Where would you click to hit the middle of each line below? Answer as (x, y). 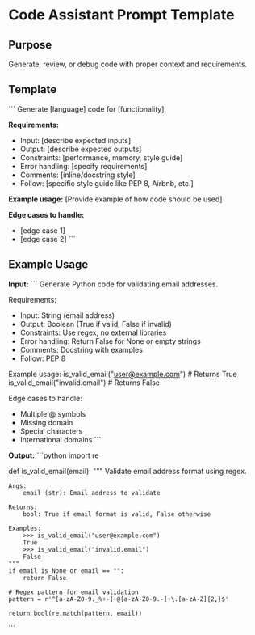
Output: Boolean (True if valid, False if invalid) (96, 324)
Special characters (51, 431)
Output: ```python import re (54, 455)
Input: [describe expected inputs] (75, 140)
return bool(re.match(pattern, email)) (75, 613)
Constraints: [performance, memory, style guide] (101, 157)
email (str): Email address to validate (92, 493)
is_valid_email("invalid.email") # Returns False (84, 383)
